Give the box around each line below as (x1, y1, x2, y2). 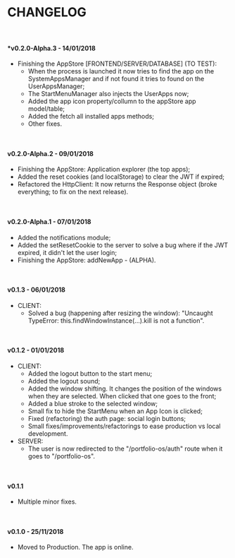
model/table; (27, 105, 65, 113)
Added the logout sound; (27, 376, 101, 385)
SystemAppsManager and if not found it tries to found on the (27, 75, 205, 83)
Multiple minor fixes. (17, 497, 77, 506)
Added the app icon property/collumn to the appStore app (27, 97, 196, 106)
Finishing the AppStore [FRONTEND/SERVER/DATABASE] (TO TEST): (17, 59, 217, 68)
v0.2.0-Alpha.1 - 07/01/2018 (7, 217, 91, 226)
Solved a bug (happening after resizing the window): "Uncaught (27, 309, 213, 317)
